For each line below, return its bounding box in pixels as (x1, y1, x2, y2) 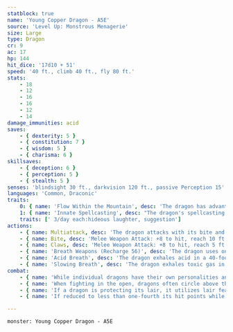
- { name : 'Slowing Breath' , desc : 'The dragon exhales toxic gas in (19, 261, 225, 268)
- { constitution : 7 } (19, 139, 85, 146)
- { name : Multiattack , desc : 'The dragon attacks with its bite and (19, 229, 225, 236)
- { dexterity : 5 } (19, 132, 76, 139)
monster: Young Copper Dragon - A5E (7, 318, 113, 325)
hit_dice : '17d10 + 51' (7, 62, 76, 68)
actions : (7, 222, 33, 229)
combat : (7, 267, 30, 274)
